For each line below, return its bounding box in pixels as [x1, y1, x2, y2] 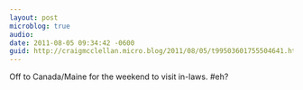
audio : [9, 30, 34, 39]
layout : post [9, 13, 59, 22]
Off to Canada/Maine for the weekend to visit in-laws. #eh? [9, 71, 229, 82]
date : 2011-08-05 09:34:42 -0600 [9, 38, 135, 48]
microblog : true [9, 22, 70, 31]
